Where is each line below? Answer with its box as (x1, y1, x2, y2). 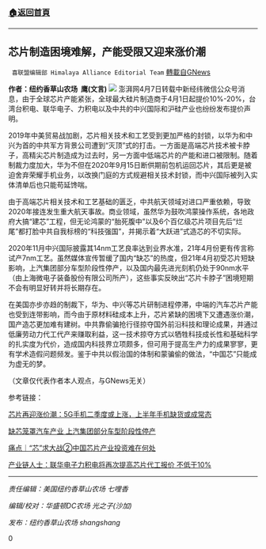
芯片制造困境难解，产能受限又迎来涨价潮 (8, 45, 206, 59)
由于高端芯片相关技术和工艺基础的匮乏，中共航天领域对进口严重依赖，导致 (8, 197, 251, 206)
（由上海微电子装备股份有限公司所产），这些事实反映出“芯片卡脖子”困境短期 (8, 273, 254, 282)
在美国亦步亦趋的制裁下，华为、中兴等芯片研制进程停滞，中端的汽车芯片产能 (8, 300, 258, 309)
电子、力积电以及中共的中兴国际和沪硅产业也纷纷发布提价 (56, 104, 244, 114)
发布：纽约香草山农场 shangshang (8, 518, 121, 528)
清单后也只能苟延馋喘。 (14, 180, 92, 190)
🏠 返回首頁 (8, 6, 51, 17)
